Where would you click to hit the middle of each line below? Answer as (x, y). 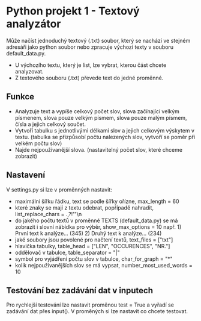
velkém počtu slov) (38, 143)
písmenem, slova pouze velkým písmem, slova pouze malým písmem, (101, 117)
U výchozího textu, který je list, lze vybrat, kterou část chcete (91, 65)
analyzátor (34, 24)
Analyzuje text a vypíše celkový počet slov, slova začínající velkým (97, 111)
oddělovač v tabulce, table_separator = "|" (67, 252)
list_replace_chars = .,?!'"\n (48, 214)
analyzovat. (29, 71)
